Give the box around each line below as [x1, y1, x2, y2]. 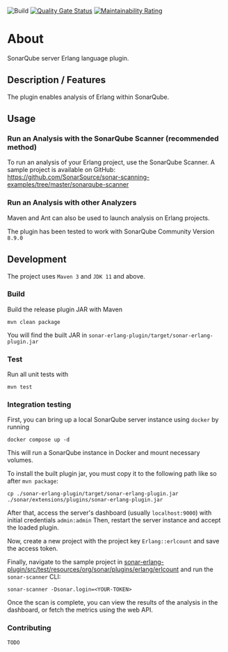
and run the [180, 565, 213, 574]
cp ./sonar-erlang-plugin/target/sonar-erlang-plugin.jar [7, 490, 179, 497]
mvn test [7, 384, 33, 391]
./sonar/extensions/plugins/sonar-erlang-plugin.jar [7, 497, 163, 504]
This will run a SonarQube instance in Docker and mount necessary [7, 449, 200, 457]
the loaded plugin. [7, 523, 59, 532]
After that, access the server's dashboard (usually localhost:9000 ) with [7, 509, 212, 517]
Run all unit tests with [7, 370, 69, 379]
